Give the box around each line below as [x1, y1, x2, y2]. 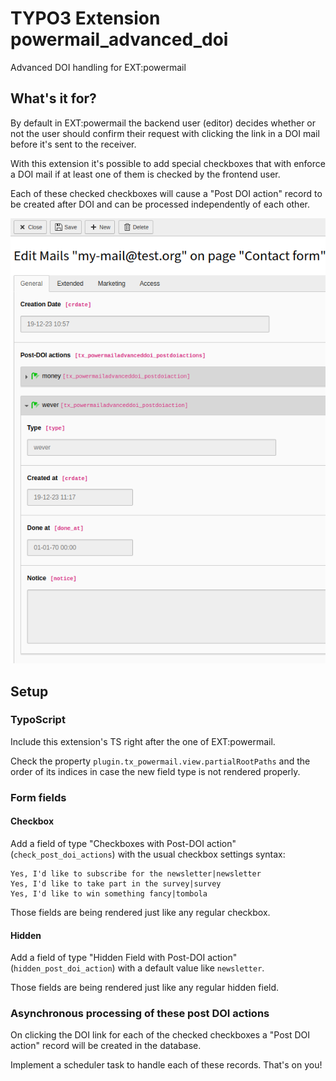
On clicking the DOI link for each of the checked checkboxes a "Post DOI [10, 1029, 311, 1041]
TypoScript [10, 713, 66, 727]
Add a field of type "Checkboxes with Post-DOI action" [10, 837, 237, 849]
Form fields [10, 790, 67, 804]
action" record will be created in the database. [10, 1040, 202, 1052]
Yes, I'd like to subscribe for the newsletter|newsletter [10, 868, 262, 879]
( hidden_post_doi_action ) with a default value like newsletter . [10, 962, 265, 974]
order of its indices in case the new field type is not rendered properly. [10, 765, 301, 777]
